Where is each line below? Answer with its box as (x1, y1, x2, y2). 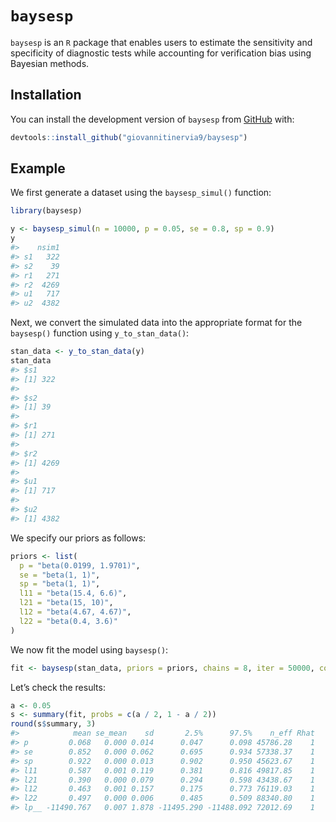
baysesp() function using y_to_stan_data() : (10, 327, 190, 339)
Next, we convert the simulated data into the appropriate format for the (10, 317, 303, 329)
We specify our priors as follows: (10, 532, 147, 544)
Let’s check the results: (10, 681, 106, 693)
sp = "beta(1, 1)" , (19, 579, 101, 589)
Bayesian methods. (10, 57, 90, 69)
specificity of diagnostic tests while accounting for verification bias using (10, 47, 312, 59)
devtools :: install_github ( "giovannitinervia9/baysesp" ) (10, 132, 248, 142)
